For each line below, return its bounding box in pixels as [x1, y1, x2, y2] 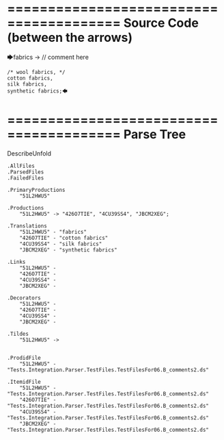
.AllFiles [7, 162, 36, 169]
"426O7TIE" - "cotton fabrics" [19, 234, 109, 241]
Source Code [123, 15, 199, 31]
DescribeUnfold [7, 149, 52, 158]
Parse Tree [123, 127, 186, 143]
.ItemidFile [7, 378, 41, 385]
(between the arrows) [7, 30, 133, 45]
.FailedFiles [7, 174, 44, 182]
